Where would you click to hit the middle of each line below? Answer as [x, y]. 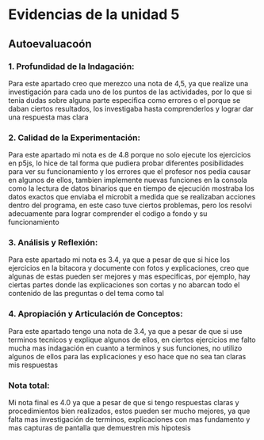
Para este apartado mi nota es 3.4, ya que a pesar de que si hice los [119, 260]
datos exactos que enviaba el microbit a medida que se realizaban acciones [132, 197]
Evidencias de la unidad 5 [94, 15]
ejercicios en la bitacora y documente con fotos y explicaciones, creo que [129, 268]
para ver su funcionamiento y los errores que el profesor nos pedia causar [130, 172]
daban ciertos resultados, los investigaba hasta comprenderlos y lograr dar [131, 108]
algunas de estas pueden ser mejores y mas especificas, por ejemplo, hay [130, 277]
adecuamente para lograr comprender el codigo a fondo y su [108, 214]
